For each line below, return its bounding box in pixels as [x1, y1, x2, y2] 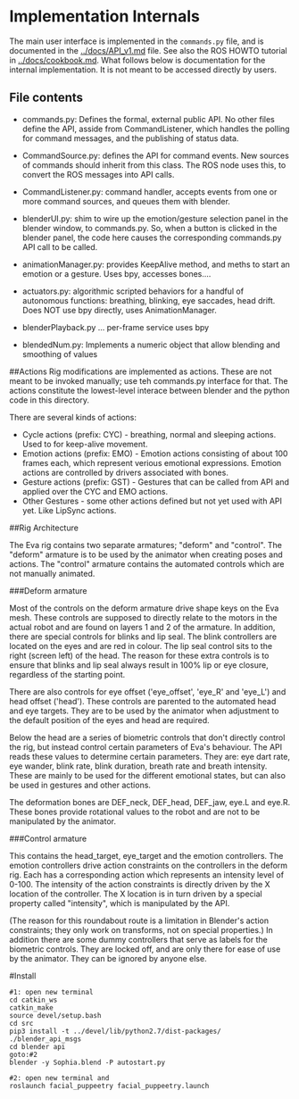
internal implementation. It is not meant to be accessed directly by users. [9, 64, 277, 75]
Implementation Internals [9, 6, 201, 27]
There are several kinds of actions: [9, 412, 137, 422]
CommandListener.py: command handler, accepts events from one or [21, 186, 278, 197]
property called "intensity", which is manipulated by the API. [9, 897, 230, 908]
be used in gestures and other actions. [9, 779, 152, 790]
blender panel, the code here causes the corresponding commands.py [21, 232, 282, 243]
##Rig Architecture [9, 522, 79, 533]
